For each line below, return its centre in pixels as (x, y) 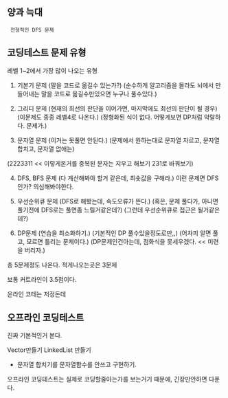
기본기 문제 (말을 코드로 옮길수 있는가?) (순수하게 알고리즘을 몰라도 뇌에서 (115, 85)
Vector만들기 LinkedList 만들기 (49, 350)
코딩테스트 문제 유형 (47, 53)
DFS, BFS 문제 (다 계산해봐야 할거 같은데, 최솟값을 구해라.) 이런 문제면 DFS (118, 178)
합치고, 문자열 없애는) (46, 148)
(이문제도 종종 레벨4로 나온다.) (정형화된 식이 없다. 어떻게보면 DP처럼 (110, 117)
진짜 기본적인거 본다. (35, 335)
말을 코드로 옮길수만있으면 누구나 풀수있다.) (99, 93)
